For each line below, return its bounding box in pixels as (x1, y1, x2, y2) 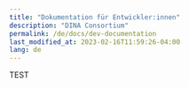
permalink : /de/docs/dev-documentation (9, 29, 157, 38)
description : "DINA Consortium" (9, 21, 129, 30)
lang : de (9, 46, 42, 54)
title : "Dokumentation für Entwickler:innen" (9, 12, 180, 22)
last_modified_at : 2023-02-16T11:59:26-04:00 (9, 37, 180, 47)
